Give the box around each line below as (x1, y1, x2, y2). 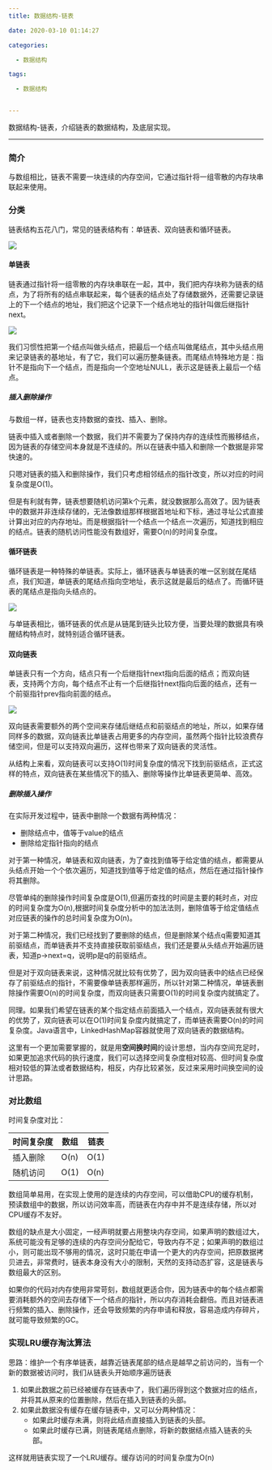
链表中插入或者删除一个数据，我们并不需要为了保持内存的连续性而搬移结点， (8, 431, 264, 441)
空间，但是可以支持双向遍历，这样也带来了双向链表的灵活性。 (15, 742, 221, 752)
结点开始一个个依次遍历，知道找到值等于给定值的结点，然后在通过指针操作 (15, 866, 264, 876)
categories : (8, 41, 49, 49)
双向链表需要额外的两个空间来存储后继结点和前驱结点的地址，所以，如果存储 (8, 722, 264, 731)
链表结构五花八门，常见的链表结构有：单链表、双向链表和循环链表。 (8, 224, 236, 234)
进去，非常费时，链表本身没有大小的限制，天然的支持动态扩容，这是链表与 (15, 1257, 264, 1268)
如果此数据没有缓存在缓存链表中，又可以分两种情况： (19, 1404, 198, 1414)
